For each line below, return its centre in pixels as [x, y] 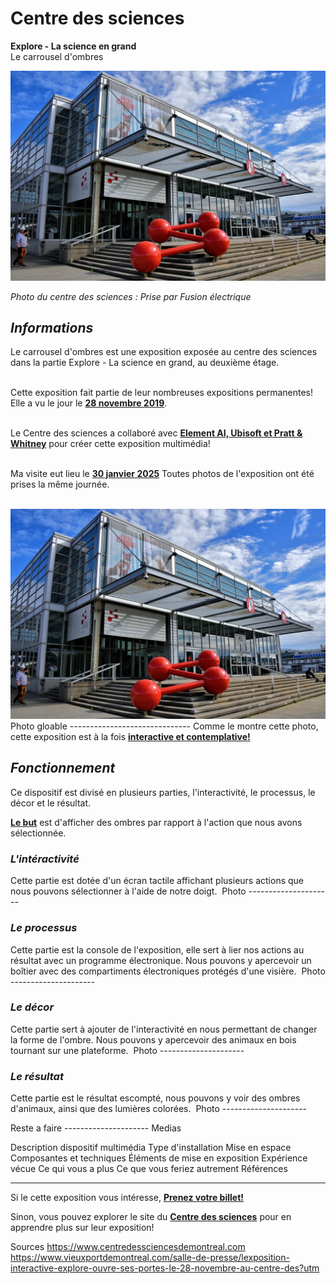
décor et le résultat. [51, 803]
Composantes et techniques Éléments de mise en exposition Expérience [159, 1158]
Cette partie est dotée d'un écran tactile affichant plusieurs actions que [157, 881]
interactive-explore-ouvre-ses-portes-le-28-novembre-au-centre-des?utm [165, 1268]
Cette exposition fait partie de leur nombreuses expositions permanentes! [162, 393]
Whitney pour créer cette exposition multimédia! [110, 444]
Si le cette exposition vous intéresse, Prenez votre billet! [127, 1198]
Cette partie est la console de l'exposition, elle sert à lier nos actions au [157, 949]
